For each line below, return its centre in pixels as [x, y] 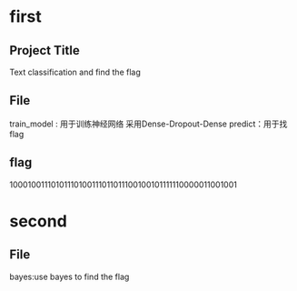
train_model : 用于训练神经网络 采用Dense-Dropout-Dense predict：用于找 [148, 124]
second [39, 221]
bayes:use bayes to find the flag [69, 276]
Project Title [45, 50]
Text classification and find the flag [75, 72]
